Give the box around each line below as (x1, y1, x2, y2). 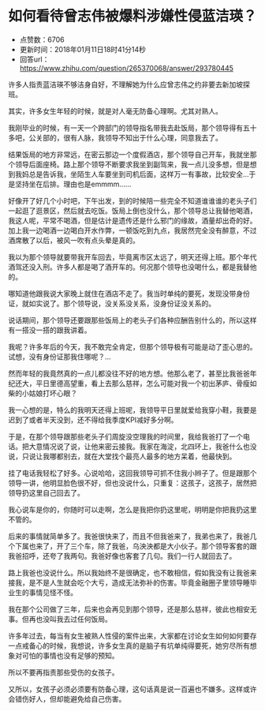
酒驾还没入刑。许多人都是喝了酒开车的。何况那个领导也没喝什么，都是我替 (8, 262, 250, 271)
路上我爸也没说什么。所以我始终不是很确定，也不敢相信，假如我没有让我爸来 (8, 567, 257, 577)
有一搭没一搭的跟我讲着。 (8, 325, 91, 335)
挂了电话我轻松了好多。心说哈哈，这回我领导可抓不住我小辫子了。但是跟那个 (8, 468, 257, 477)
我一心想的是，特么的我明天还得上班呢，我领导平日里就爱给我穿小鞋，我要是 (8, 405, 257, 414)
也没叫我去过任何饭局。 (35, 614, 112, 623)
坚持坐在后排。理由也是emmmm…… (14, 179, 132, 189)
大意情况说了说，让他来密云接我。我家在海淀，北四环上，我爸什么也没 (28, 441, 257, 451)
